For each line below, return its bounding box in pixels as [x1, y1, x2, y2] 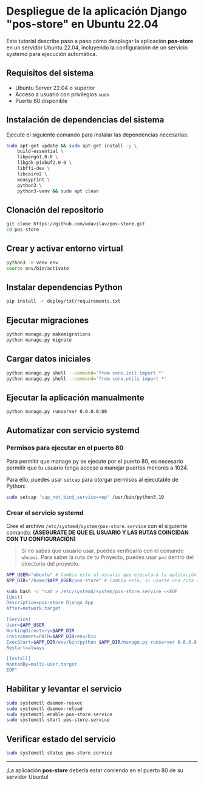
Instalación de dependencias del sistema [6, 114, 165, 125]
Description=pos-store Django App [6, 600, 94, 606]
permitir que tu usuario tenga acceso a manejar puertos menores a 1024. [6, 464, 189, 471]
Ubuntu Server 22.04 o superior [15, 84, 95, 91]
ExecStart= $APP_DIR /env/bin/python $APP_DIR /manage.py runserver [6, 639, 175, 645]
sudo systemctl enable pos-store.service [6, 711, 113, 717]
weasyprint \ [17, 177, 50, 183]
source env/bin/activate [6, 265, 69, 272]
